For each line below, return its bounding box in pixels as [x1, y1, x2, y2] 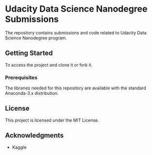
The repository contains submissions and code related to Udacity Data [5, 30, 147, 35]
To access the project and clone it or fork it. [5, 62, 93, 68]
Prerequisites [5, 74, 38, 81]
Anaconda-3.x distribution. [5, 90, 59, 96]
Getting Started [5, 49, 53, 57]
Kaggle [12, 144, 27, 150]
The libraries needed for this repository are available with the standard [5, 85, 146, 91]
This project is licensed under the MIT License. [5, 117, 99, 123]
